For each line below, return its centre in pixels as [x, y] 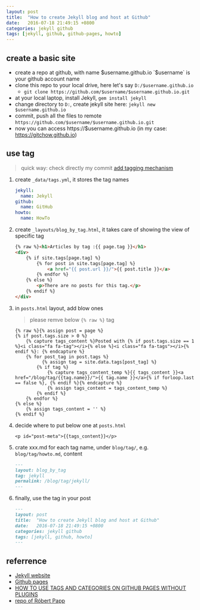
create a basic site [41, 58]
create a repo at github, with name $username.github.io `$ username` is [102, 72]
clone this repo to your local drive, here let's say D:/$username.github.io [104, 85]
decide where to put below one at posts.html [70, 425]
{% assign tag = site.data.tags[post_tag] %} [99, 362]
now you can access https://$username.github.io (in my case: [91, 128]
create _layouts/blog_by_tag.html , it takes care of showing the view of [102, 229]
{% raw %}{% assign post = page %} [59, 331]
